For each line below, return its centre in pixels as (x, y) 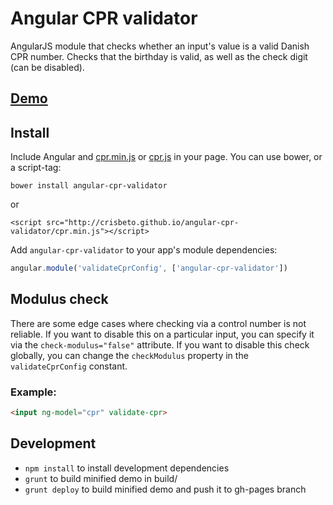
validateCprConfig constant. (69, 366)
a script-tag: (36, 168)
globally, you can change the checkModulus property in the (129, 355)
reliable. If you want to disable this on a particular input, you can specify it (162, 334)
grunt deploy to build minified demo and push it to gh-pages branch (165, 489)
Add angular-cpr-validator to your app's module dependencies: (144, 250)
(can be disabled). (47, 67)
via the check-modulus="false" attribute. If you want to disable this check (160, 344)
